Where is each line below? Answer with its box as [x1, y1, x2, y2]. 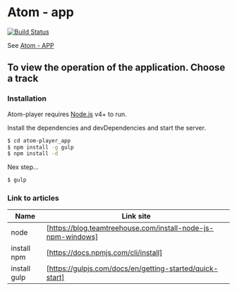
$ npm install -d [7, 150, 59, 157]
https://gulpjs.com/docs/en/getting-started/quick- [49, 264, 219, 273]
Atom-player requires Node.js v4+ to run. [7, 110, 127, 118]
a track [7, 73, 39, 85]
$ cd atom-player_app [7, 137, 71, 144]
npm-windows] [46, 232, 99, 242]
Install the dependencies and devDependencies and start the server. [7, 123, 207, 132]
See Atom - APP [7, 41, 54, 49]
